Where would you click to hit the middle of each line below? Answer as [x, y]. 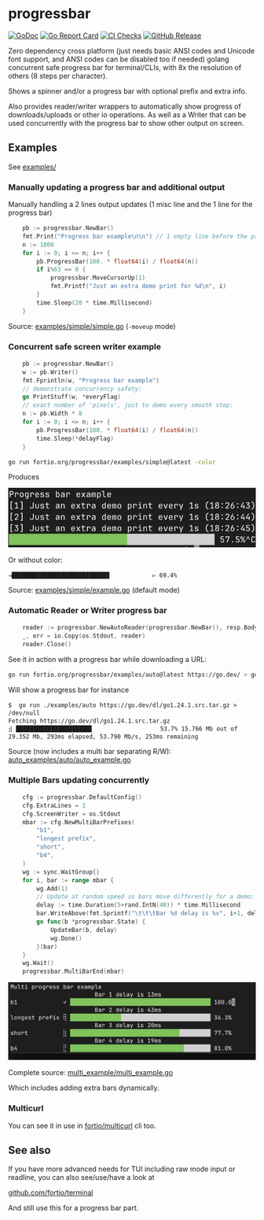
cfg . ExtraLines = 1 [54, 805]
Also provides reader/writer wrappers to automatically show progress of [125, 106]
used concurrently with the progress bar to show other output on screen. [126, 123]
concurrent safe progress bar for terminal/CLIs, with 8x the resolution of [125, 67]
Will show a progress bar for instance [69, 689]
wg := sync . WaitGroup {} [61, 872]
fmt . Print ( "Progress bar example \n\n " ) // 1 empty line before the [135, 236]
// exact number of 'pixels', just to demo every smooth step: [128, 405]
